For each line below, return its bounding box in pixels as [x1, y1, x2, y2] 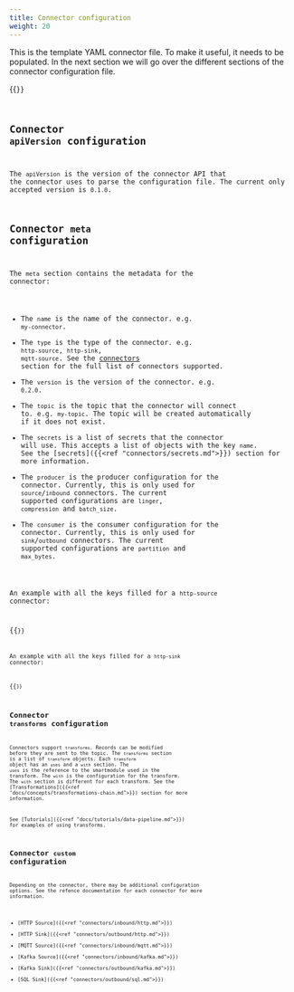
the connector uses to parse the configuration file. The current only [9, 177, 285, 186]
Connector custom [9, 848, 77, 858]
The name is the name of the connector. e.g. [21, 314, 193, 323]
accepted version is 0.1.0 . [9, 186, 112, 195]
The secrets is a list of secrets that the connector [21, 433, 223, 442]
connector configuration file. [9, 65, 116, 77]
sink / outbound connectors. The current [21, 536, 165, 545]
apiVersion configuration [9, 135, 147, 148]
